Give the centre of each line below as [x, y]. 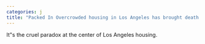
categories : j [25, 12]
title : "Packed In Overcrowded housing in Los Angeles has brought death [103, 17]
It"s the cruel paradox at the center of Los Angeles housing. [82, 34]
